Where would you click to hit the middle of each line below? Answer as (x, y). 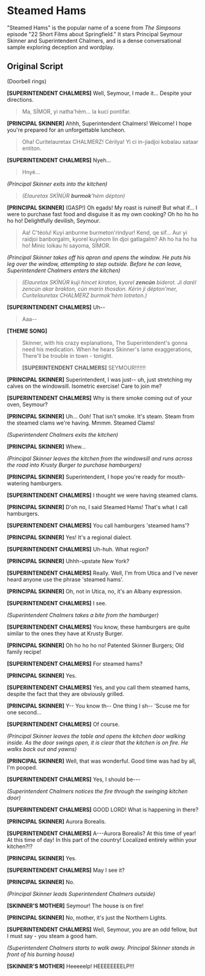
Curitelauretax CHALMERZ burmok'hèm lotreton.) (84, 295)
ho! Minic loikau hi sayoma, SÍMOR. (66, 245)
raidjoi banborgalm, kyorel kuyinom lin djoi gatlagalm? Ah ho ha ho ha (110, 239)
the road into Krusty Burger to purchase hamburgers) (74, 465)
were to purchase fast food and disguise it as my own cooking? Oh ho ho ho (103, 214)
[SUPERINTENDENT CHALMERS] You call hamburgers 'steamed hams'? (98, 525)
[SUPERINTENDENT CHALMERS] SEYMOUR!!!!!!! (84, 368)
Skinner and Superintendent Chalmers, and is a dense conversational (94, 40)
